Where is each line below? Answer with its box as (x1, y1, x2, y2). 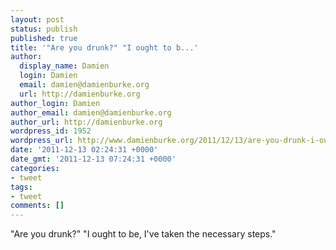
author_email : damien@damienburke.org (10, 107, 172, 118)
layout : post (10, 14, 65, 25)
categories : (10, 163, 60, 173)
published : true (10, 33, 78, 43)
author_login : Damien (10, 98, 101, 108)
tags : (10, 182, 33, 192)
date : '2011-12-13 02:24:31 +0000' (10, 145, 159, 155)
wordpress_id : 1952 (10, 126, 92, 136)
